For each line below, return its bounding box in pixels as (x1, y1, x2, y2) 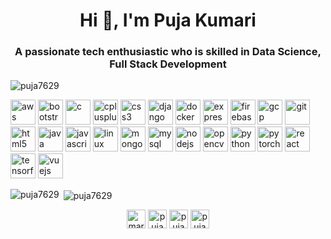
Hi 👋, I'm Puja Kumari (79, 9, 257, 32)
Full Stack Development (109, 57, 227, 71)
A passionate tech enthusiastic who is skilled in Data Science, (14, 45, 322, 59)
